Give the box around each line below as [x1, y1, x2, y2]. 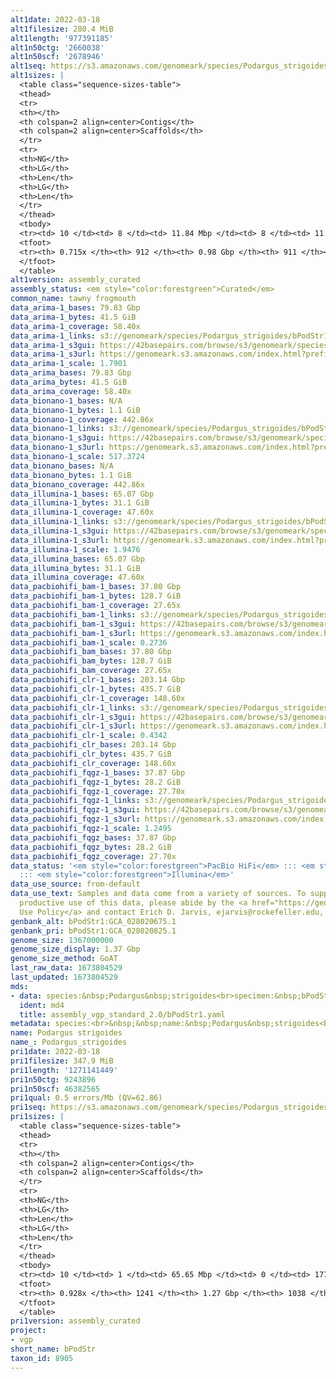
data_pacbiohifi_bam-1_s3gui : [10, 619, 137, 629]
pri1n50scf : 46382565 [10, 1084, 101, 1094]
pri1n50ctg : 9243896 [10, 1074, 97, 1085]
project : [10, 1326, 47, 1336]
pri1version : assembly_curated [10, 1316, 141, 1326]
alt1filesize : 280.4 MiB [10, 24, 114, 34]
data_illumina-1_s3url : [10, 535, 110, 545]
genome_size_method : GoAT [10, 954, 118, 964]
